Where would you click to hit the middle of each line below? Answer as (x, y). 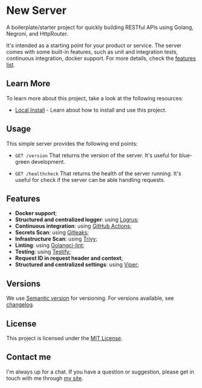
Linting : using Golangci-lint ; (50, 245)
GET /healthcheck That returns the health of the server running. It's (98, 173)
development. (48, 161)
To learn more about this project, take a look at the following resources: (95, 98)
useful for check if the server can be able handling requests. (90, 179)
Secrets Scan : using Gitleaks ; (52, 233)
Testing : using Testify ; (43, 252)
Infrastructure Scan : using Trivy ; (56, 239)
